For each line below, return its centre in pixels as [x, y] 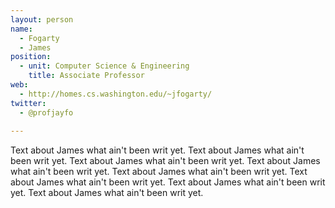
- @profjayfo [46, 112]
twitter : [28, 103]
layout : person [42, 19]
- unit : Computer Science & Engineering [104, 66]
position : [31, 57]
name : [21, 29]
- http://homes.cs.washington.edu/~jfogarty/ [116, 94]
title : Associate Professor [86, 76]
